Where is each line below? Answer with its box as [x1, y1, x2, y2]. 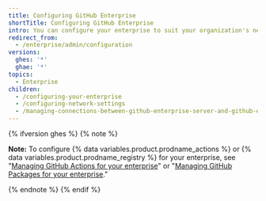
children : [8, 85, 41, 93]
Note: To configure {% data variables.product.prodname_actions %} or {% [8, 144, 252, 154]
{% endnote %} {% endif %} [8, 185, 101, 194]
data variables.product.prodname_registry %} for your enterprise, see [8, 153, 236, 162]
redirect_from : [8, 33, 59, 42]
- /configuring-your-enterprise [15, 93, 123, 100]
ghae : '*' [15, 63, 47, 71]
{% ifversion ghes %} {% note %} [8, 129, 119, 138]
